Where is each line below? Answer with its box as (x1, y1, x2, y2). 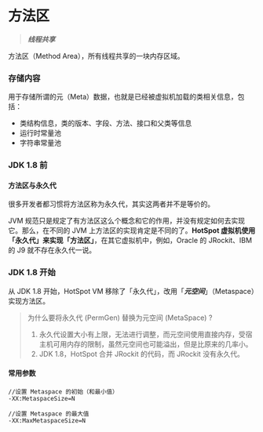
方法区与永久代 (8, 180, 57, 190)
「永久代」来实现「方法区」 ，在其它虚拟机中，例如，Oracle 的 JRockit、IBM (8, 236, 253, 245)
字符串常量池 (19, 138, 61, 147)
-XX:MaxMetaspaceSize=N (8, 416, 86, 424)
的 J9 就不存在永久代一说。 (8, 245, 97, 255)
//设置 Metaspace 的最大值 (8, 409, 89, 418)
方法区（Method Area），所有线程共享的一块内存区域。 (8, 51, 184, 60)
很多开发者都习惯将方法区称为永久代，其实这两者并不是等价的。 (8, 199, 214, 209)
